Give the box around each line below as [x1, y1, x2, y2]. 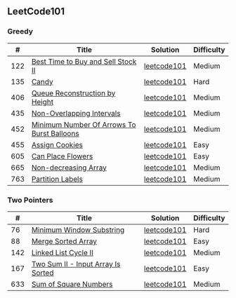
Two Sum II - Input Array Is [31, 259, 121, 269]
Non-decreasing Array [31, 163, 107, 172]
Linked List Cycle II [31, 248, 93, 257]
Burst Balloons [31, 128, 79, 138]
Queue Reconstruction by [31, 88, 116, 97]
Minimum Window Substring [31, 224, 125, 234]
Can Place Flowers [31, 151, 93, 161]
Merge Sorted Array [31, 236, 97, 246]
